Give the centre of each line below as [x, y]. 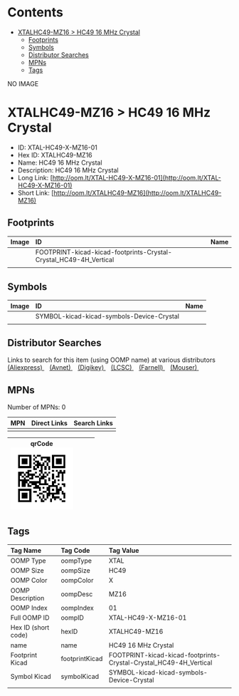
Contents [36, 12]
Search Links [94, 423]
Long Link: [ [35, 177]
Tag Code [75, 550]
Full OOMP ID [30, 618]
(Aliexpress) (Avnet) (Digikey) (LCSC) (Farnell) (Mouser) [102, 368]
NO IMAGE [23, 83]
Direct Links [49, 423]
